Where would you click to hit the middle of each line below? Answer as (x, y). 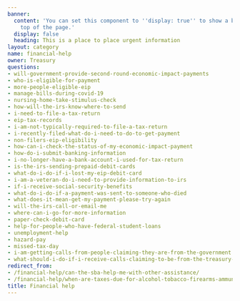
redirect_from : (30, 266)
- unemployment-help (38, 233)
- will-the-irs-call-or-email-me (57, 206)
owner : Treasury (31, 61)
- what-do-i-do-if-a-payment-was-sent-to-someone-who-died (97, 193)
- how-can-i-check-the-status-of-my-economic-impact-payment (100, 147)
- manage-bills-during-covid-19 (55, 93)
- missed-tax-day (33, 246)
